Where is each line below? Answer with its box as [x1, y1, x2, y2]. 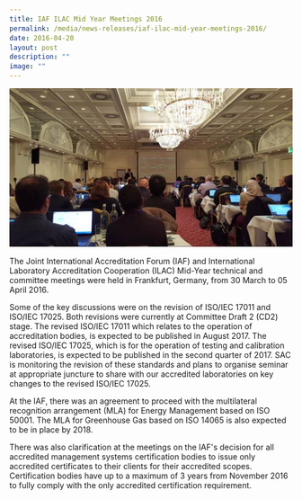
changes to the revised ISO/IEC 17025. [9, 379, 151, 389]
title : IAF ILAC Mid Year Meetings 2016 [9, 14, 164, 23]
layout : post [9, 43, 58, 52]
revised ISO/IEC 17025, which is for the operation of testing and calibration [9, 340, 285, 351]
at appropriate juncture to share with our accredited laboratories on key [9, 369, 274, 379]
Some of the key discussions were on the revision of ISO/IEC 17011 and [9, 302, 271, 313]
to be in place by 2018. [9, 424, 93, 435]
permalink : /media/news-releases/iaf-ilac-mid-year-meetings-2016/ [9, 23, 268, 33]
